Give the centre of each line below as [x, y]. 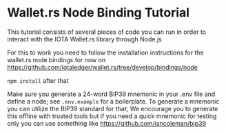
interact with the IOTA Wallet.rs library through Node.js [84, 39]
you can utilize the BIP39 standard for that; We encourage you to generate [113, 108]
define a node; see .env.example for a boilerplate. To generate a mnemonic [113, 101]
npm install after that [38, 80]
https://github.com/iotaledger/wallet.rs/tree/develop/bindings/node [103, 67]
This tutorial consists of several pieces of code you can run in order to [107, 32]
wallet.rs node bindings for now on [56, 59]
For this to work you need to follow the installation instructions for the [106, 52]
